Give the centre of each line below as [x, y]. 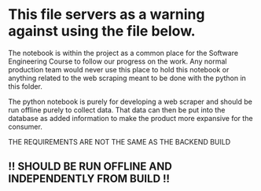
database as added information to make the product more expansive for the [130, 118]
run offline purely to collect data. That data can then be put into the [117, 110]
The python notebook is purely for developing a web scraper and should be [130, 101]
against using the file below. [102, 31]
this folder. [26, 86]
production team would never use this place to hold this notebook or [119, 69]
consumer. [26, 127]
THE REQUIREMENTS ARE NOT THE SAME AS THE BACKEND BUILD [119, 141]
